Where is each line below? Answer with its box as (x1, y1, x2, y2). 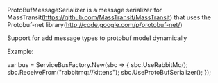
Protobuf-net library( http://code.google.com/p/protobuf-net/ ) (7, 21, 183, 28)
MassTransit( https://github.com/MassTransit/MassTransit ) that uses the (7, 13, 212, 21)
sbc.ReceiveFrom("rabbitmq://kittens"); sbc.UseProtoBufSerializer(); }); (7, 68, 212, 76)
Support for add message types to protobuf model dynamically (7, 34, 187, 42)
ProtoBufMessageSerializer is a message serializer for (7, 6, 162, 14)
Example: (7, 48, 34, 55)
